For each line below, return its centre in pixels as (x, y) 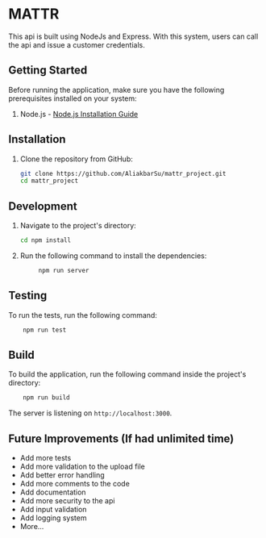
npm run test (45, 330)
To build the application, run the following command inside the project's (127, 374)
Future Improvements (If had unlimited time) (121, 438)
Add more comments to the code (75, 484)
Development (43, 206)
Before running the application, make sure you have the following (116, 90)
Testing (28, 296)
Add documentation (53, 492)
